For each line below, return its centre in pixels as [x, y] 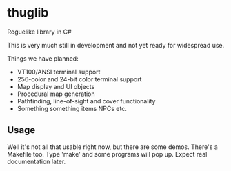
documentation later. [37, 161]
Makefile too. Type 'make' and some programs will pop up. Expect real [107, 154]
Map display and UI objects [56, 86]
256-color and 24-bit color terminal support [79, 79]
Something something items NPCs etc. [72, 108]
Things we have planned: [43, 58]
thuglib [28, 13]
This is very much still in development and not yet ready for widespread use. [116, 45]
